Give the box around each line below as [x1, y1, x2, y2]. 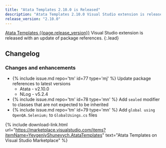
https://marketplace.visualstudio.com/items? [15, 127, 106, 133]
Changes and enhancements [5, 64, 76, 71]
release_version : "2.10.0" [5, 16, 61, 21]
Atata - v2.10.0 [19, 86, 49, 92]
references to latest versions [12, 81, 71, 87]
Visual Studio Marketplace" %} [5, 138, 68, 144]
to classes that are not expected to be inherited [12, 102, 109, 108]
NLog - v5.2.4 [19, 91, 48, 97]
